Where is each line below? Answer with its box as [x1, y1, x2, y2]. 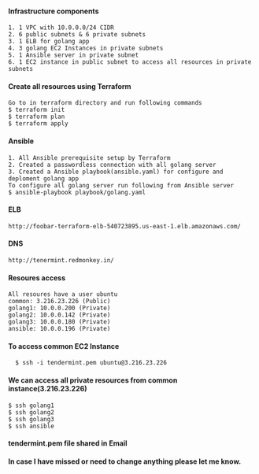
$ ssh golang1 [8, 402, 55, 409]
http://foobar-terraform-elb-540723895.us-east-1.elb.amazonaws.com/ [8, 222, 242, 230]
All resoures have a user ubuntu [8, 291, 118, 298]
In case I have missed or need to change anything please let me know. [8, 457, 242, 466]
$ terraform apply [8, 120, 68, 128]
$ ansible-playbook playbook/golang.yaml [8, 188, 146, 196]
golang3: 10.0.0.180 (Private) [8, 318, 111, 326]
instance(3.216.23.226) [8, 384, 88, 394]
